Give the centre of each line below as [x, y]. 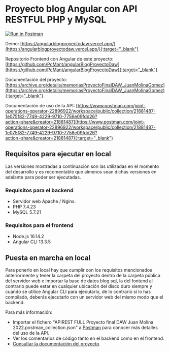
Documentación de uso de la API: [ [41, 105]
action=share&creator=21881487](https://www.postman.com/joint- [75, 122]
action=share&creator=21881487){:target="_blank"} [59, 138]
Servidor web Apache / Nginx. [44, 201]
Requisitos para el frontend [39, 225]
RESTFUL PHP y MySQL [56, 20]
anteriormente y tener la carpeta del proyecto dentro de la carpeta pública [83, 276]
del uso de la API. [31, 333]
